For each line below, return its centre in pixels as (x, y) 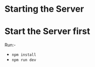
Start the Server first (47, 32)
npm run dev (24, 60)
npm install (24, 55)
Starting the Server (44, 9)
